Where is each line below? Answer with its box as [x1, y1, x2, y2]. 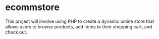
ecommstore [5, 2, 60, 13]
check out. [5, 29, 28, 35]
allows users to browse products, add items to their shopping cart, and [5, 23, 152, 29]
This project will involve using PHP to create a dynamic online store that [5, 18, 154, 24]
